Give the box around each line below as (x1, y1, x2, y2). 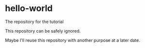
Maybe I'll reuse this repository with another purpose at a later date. (5, 37, 140, 43)
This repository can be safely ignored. (5, 28, 81, 34)
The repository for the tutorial (5, 19, 64, 24)
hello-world (5, 3, 53, 14)
